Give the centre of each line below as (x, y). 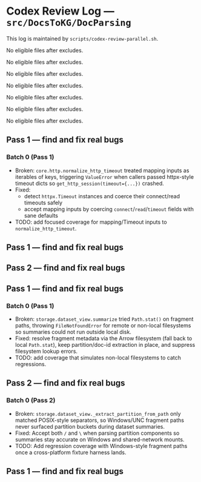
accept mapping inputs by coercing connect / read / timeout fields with (109, 209)
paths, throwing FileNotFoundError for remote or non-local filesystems (103, 326)
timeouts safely (43, 203)
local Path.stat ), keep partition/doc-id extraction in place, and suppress (105, 345)
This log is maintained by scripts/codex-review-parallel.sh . (82, 38)
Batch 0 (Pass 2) (31, 400)
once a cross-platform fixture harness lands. (71, 452)
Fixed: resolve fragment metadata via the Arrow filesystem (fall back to (104, 338)
